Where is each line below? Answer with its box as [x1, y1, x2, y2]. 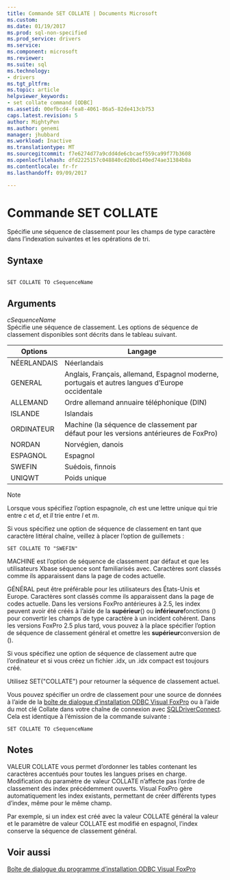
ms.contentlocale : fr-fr [7, 163, 78, 170]
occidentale [64, 387, 103, 396]
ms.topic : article [7, 86, 60, 93]
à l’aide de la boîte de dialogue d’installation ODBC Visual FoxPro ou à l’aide [7, 698, 220, 706]
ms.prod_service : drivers [7, 36, 81, 43]
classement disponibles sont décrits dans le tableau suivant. [7, 331, 177, 339]
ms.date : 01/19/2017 [7, 23, 66, 29]
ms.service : [7, 42, 41, 49]
